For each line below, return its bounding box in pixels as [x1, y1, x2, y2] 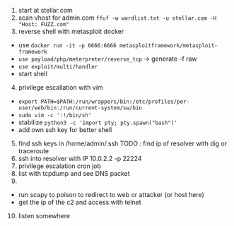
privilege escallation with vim [18, 83, 103, 91]
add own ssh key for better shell [18, 126, 112, 133]
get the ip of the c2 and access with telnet [18, 198, 141, 206]
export [18, 98, 38, 105]
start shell [18, 70, 48, 78]
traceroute [18, 147, 49, 155]
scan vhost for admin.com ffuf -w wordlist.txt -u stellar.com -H [18, 13, 217, 22]
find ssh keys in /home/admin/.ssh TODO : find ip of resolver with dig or [18, 139, 228, 148]
